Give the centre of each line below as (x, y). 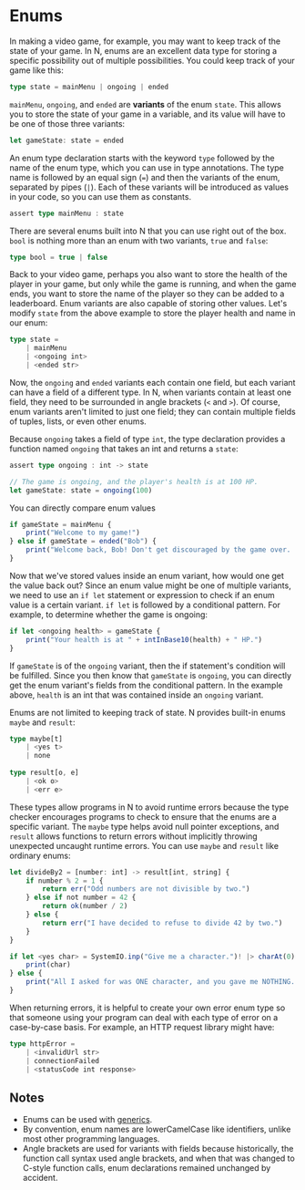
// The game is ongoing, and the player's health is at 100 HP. (134, 481)
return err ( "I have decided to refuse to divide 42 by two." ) (163, 923)
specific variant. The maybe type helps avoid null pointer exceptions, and (144, 826)
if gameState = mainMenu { (61, 524)
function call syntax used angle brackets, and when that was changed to (159, 1158)
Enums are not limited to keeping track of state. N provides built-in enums (147, 712)
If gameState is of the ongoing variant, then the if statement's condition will (147, 666)
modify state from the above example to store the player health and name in (152, 313)
